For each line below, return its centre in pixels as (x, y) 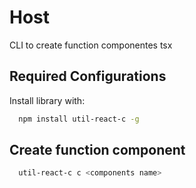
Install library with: (47, 100)
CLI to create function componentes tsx (91, 45)
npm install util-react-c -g (79, 119)
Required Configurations (88, 76)
